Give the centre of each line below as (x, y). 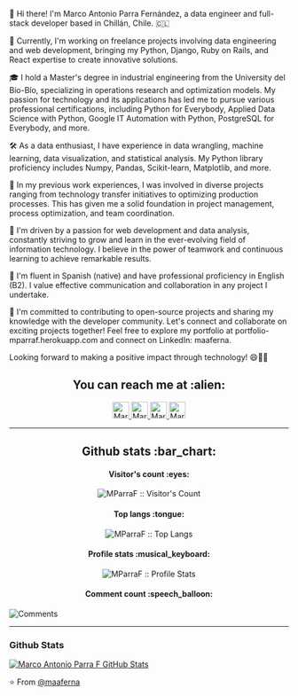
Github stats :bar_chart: (149, 452)
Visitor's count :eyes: (149, 473)
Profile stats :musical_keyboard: (149, 554)
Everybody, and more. (50, 128)
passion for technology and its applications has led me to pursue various (142, 99)
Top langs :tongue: (149, 514)
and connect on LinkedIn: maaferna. (166, 340)
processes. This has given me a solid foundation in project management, (142, 203)
